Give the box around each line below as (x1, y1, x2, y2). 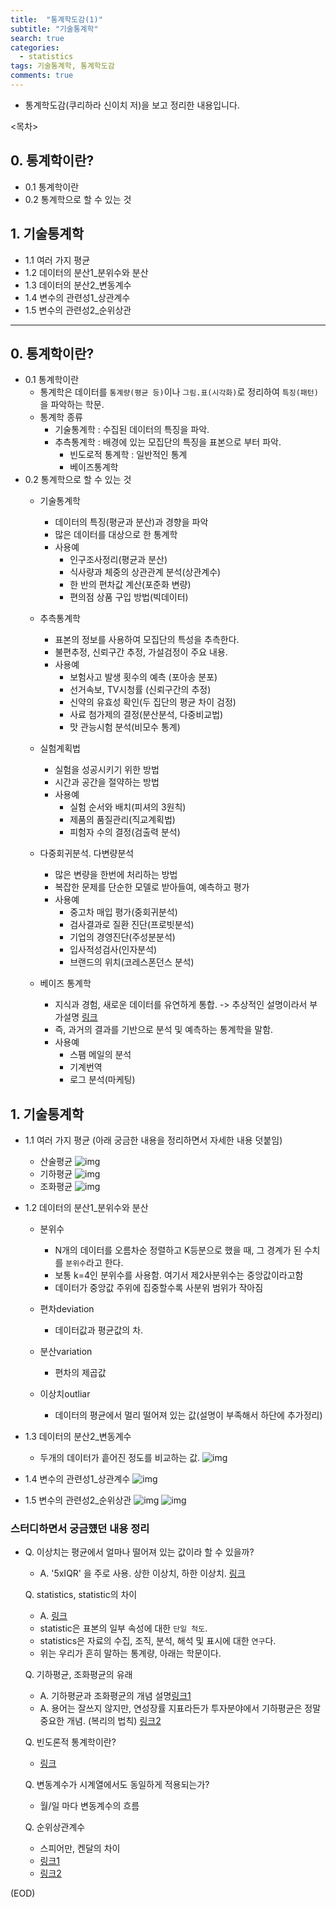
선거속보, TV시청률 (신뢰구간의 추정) (69, 684, 212, 696)
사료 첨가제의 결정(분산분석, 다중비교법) (69, 709, 224, 721)
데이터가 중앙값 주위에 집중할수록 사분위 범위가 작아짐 (54, 1282, 264, 1294)
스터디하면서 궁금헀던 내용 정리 (10, 1522, 150, 1536)
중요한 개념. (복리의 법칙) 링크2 (39, 1715, 162, 1727)
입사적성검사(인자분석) (69, 944, 158, 956)
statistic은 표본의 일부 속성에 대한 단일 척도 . (39, 1622, 208, 1635)
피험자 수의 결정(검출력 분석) (69, 826, 181, 838)
